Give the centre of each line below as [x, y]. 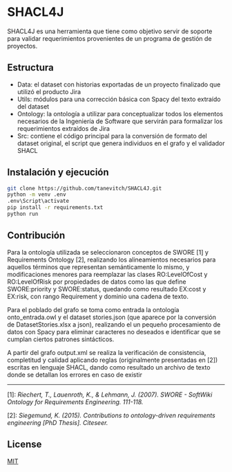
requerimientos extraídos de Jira [64, 128]
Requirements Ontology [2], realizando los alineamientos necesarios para [112, 260]
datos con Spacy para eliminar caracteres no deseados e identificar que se [114, 332]
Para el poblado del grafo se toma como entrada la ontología [93, 309]
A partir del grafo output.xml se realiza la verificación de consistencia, [107, 352]
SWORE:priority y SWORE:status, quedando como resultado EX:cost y [107, 289]
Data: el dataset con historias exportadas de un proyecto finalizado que [119, 84]
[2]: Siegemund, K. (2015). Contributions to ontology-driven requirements [111, 415]
